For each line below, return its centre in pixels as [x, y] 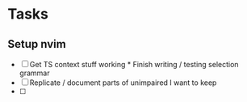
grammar [34, 73]
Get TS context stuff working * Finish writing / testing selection [134, 64]
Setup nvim [37, 44]
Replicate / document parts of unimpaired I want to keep [123, 83]
